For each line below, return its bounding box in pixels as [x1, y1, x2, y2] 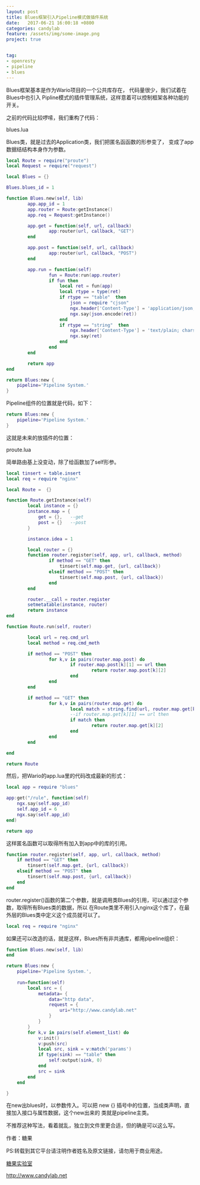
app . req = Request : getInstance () [27, 212, 111, 218]
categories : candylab [6, 25, 60, 32]
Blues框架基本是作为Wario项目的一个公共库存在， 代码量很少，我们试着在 [6, 86, 187, 93]
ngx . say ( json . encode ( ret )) [70, 311, 137, 317]
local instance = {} [27, 503, 79, 509]
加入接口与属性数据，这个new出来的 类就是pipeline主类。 [11, 1109, 152, 1116]
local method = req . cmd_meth [27, 640, 100, 646]
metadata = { [37, 990, 68, 997]
